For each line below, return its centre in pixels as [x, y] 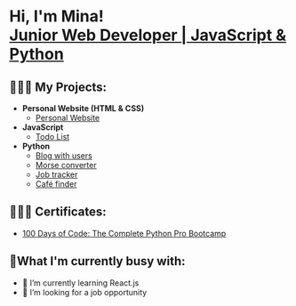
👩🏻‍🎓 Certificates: [58, 212]
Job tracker [56, 174]
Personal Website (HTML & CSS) [83, 108]
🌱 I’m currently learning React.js [80, 283]
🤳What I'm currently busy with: [97, 261]
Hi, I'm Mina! [56, 16]
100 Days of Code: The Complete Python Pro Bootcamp [124, 233]
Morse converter [66, 165]
